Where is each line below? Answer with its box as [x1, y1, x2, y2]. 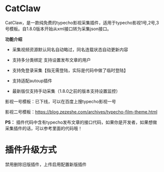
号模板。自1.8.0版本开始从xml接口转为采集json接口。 [5, 25, 112, 32]
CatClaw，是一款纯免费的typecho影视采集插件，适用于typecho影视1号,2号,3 [5, 20, 159, 25]
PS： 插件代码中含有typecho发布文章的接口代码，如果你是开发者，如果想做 [5, 119, 158, 125]
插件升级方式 [5, 145, 57, 155]
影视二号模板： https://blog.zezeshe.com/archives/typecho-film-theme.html [5, 108, 158, 115]
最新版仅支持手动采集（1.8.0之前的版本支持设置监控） [12, 88, 121, 94]
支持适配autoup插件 [12, 78, 52, 84]
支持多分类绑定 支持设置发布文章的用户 [12, 57, 91, 63]
